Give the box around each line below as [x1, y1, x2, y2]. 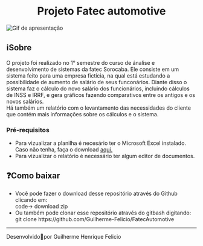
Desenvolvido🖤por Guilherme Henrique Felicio [6, 233, 121, 240]
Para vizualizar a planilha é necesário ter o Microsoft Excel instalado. [14, 139, 186, 147]
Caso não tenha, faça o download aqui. [14, 146, 113, 153]
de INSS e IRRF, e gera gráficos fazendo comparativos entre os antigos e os [6, 91, 195, 98]
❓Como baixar [6, 171, 60, 181]
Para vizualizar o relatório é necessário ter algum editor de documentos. [14, 153, 195, 160]
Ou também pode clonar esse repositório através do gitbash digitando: [14, 209, 192, 216]
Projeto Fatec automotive [37, 4, 166, 18]
